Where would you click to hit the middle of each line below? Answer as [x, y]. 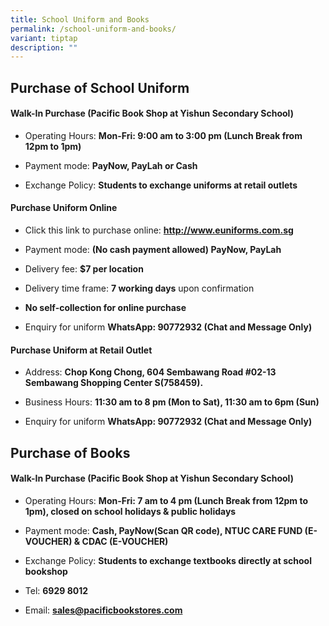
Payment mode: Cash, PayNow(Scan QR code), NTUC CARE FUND [163, 530]
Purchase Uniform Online [64, 208]
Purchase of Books [70, 452]
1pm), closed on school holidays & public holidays [130, 511]
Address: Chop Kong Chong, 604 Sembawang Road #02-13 [150, 372]
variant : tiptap [44, 38]
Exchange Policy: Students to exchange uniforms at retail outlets [161, 185]
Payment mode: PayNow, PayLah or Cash [111, 165]
